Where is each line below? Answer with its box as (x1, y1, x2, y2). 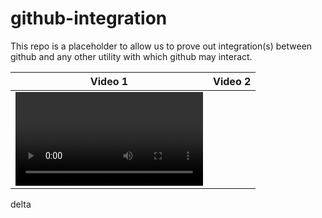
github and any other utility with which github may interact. (10, 50, 253, 62)
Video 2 (213, 74, 252, 88)
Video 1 (89, 74, 129, 88)
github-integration (10, 7, 168, 30)
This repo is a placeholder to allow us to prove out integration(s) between (10, 40, 313, 52)
